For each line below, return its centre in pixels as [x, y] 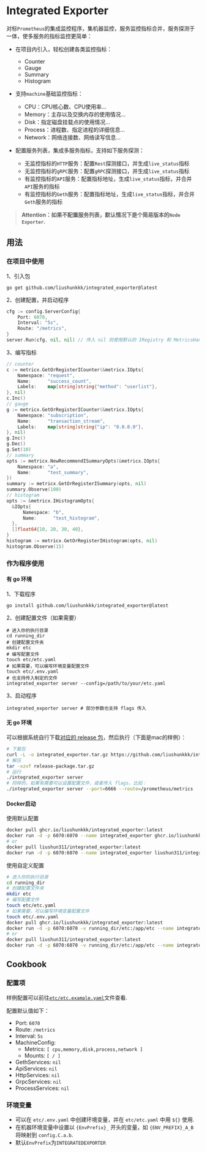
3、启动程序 [21, 695]
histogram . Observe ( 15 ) [35, 547]
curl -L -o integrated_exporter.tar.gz [57, 755]
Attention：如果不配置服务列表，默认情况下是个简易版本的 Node [101, 215]
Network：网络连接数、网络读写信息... [72, 137]
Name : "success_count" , [55, 381]
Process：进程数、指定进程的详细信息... [75, 129]
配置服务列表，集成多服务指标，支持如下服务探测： [80, 150]
